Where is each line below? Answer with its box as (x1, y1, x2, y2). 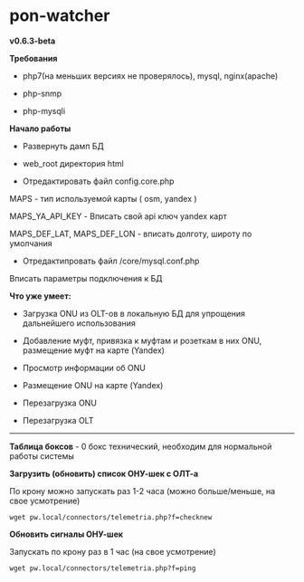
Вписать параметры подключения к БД (9, 272, 163, 283)
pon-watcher (9, 5, 110, 26)
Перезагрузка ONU (22, 397, 98, 408)
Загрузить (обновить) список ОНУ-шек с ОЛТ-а (9, 468, 199, 479)
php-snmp (22, 88, 62, 99)
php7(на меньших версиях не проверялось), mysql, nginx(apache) (22, 70, 279, 81)
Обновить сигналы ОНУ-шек (9, 529, 124, 539)
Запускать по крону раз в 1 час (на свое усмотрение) (9, 546, 217, 557)
